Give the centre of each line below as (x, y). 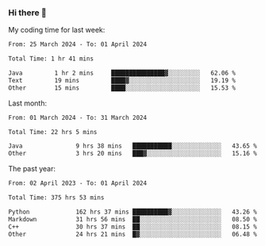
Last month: (28, 103)
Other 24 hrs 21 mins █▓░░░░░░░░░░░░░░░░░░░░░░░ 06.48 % (133, 234)
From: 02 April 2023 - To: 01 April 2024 (78, 183)
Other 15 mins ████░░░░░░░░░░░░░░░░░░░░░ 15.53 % (122, 88)
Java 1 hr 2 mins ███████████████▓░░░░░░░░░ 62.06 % (122, 73)
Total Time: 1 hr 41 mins (51, 59)
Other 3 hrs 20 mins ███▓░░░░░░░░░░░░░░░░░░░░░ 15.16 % (133, 154)
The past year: (32, 169)
